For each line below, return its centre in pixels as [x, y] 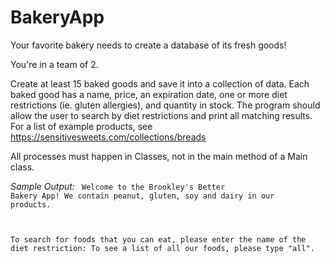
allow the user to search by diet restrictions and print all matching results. [161, 115]
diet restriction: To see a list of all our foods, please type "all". [162, 248]
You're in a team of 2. [54, 64]
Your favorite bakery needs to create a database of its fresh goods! [148, 45]
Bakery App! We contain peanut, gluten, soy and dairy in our [142, 196]
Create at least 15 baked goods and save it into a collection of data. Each [160, 83]
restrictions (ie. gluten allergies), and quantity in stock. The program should [165, 105]
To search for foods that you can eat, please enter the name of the [158, 239]
